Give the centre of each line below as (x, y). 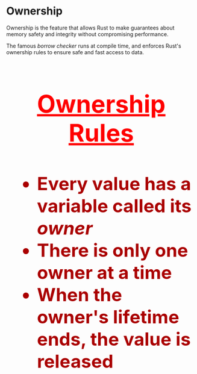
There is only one (113, 250)
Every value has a (114, 183)
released (75, 361)
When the (80, 295)
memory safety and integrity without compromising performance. (87, 34)
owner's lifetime (108, 317)
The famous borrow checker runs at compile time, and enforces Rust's (94, 46)
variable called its (114, 206)
